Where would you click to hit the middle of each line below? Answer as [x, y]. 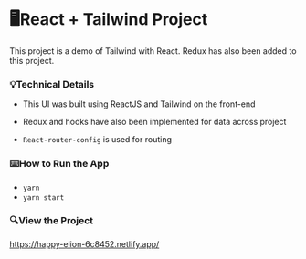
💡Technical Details [52, 84]
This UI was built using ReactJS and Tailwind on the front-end [139, 104]
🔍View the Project [52, 221]
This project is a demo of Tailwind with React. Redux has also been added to [153, 51]
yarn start [43, 197]
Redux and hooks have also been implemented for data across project [154, 122]
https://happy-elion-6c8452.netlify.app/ [84, 243]
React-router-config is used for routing [97, 140]
